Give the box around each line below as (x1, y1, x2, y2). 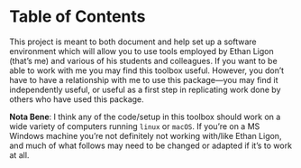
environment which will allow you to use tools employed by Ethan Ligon (9, 45, 274, 56)
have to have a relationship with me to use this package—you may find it (9, 74, 278, 85)
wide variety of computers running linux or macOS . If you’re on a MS (9, 120, 260, 132)
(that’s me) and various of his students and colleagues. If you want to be (9, 55, 278, 66)
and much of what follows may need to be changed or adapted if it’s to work (9, 140, 293, 151)
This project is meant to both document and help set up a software (9, 36, 257, 47)
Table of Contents (9, 6, 146, 27)
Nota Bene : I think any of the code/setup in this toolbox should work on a (9, 111, 281, 122)
